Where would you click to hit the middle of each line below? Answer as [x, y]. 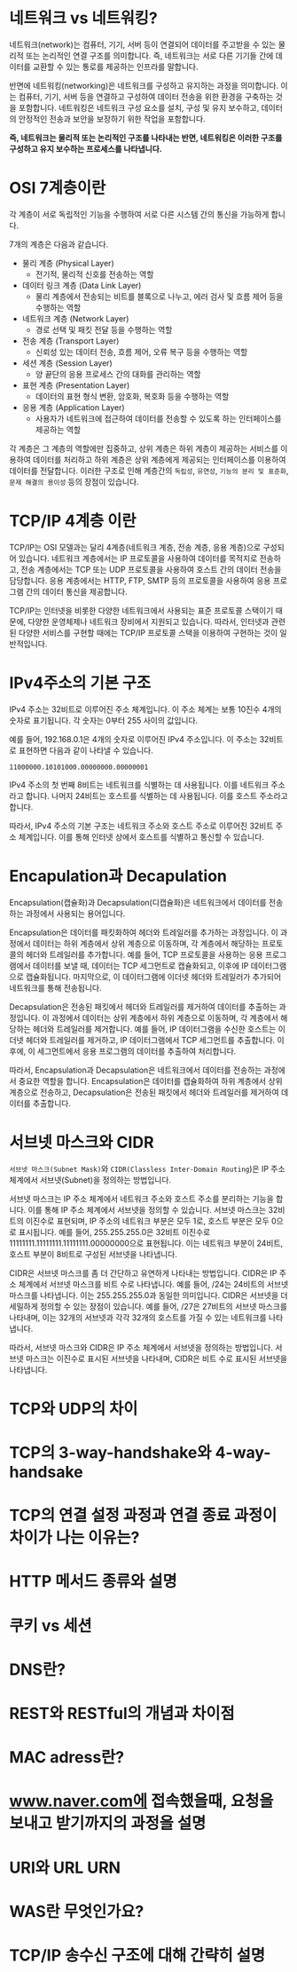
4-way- [243, 1453]
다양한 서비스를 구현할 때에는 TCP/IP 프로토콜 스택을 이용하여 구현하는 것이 [148, 632]
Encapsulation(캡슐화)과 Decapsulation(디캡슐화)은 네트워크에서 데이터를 [138, 902]
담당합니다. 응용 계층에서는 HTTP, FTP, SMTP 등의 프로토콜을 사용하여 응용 [140, 580]
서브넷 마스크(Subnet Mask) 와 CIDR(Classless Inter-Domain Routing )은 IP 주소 [147, 1168]
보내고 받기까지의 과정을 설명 [108, 1823]
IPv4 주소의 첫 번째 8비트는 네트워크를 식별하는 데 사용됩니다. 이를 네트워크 [139, 784]
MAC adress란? [67, 1758]
